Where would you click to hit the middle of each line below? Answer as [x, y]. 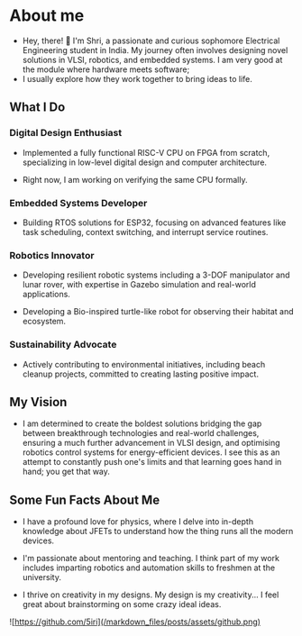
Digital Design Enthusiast [66, 133]
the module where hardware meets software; [106, 69]
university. [41, 577]
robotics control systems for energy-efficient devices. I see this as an [151, 452]
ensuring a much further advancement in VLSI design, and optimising [151, 443]
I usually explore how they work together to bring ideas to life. [137, 78]
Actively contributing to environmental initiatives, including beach [144, 364]
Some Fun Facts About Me [85, 500]
